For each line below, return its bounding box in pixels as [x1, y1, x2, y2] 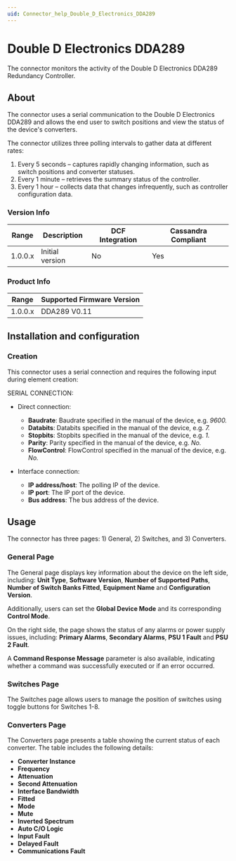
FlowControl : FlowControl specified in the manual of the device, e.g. [27, 446, 227, 454]
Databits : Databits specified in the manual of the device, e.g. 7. [27, 423, 211, 432]
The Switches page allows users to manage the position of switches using [7, 695, 222, 704]
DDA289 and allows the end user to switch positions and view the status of [7, 118, 225, 127]
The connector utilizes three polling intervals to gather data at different [7, 139, 212, 148]
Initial [41, 246, 59, 256]
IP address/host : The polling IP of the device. [27, 480, 160, 489]
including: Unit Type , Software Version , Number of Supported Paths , [7, 575, 211, 584]
